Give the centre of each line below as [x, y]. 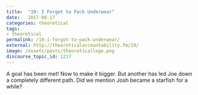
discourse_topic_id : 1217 [39, 57]
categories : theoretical [37, 23]
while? [14, 86]
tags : [13, 29]
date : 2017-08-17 [31, 17]
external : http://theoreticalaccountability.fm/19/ [72, 46]
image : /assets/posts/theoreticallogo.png [60, 51]
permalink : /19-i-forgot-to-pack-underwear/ [63, 40]
